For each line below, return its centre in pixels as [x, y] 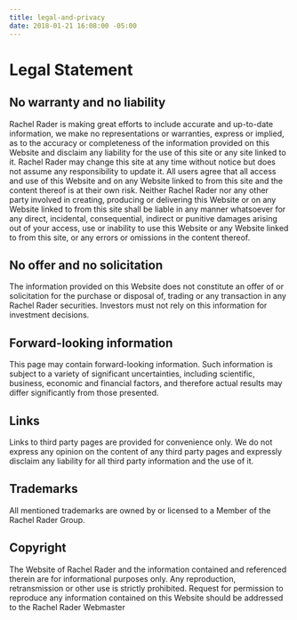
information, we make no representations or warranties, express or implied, [147, 133]
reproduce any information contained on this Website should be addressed [146, 598]
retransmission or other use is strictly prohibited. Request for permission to [146, 588]
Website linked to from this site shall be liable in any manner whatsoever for [148, 209]
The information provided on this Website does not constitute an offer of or [147, 286]
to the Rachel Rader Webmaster [68, 607]
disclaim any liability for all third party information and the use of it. [132, 461]
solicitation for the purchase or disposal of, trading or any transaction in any [148, 296]
